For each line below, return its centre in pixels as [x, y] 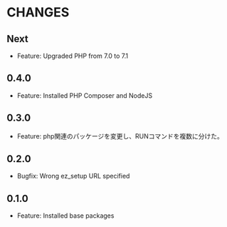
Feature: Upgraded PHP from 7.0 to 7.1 [73, 56]
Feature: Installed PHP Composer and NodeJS [85, 95]
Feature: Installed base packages [65, 216]
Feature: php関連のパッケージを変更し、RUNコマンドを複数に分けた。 [120, 136]
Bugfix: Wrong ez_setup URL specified [73, 176]
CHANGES [38, 12]
